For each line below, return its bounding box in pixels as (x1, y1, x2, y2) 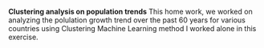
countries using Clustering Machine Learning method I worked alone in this (8, 24, 257, 33)
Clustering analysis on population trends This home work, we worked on (8, 7, 253, 16)
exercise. (8, 32, 39, 42)
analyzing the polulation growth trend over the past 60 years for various (8, 15, 246, 25)
